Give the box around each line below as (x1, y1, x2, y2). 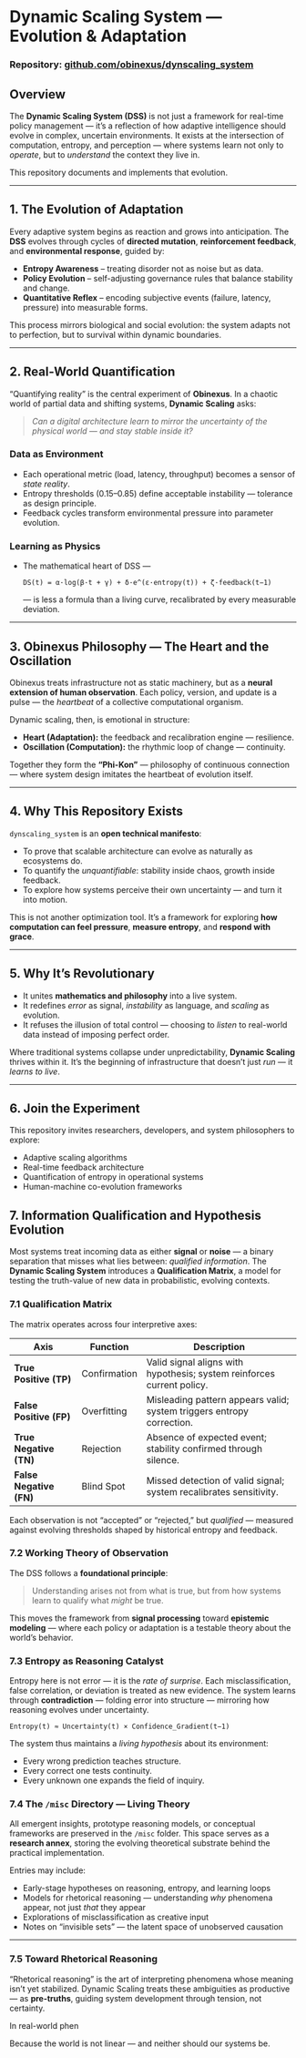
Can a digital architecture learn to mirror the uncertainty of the (31, 415, 268, 426)
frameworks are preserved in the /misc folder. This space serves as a (9, 1828, 270, 1839)
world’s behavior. (9, 1632, 74, 1643)
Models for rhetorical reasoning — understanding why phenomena (22, 1892, 273, 1903)
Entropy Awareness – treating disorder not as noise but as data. (22, 262, 264, 274)
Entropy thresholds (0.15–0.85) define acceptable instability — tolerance (22, 487, 293, 498)
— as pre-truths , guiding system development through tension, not (9, 1992, 262, 2003)
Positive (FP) (14, 1410, 71, 1423)
